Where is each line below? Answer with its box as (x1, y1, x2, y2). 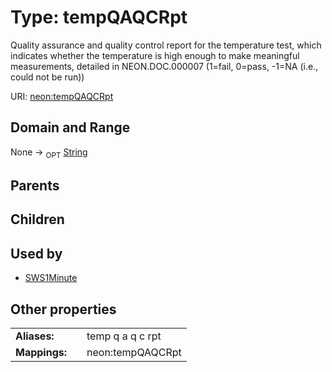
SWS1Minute (24, 272, 78, 284)
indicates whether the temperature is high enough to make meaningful (10, 49, 300, 61)
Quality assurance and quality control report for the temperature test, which (10, 39, 322, 51)
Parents (10, 177, 60, 194)
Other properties (10, 301, 117, 318)
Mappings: (15, 345, 68, 359)
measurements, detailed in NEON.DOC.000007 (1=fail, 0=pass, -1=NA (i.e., (10, 60, 319, 72)
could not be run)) (10, 71, 85, 83)
